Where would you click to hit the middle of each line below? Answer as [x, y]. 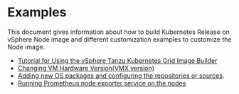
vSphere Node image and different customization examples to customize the [119, 39]
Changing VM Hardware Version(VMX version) [86, 68]
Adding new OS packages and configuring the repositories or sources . [121, 76]
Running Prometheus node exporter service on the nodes [102, 83]
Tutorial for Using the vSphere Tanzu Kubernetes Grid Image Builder [117, 60]
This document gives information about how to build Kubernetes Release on [118, 32]
